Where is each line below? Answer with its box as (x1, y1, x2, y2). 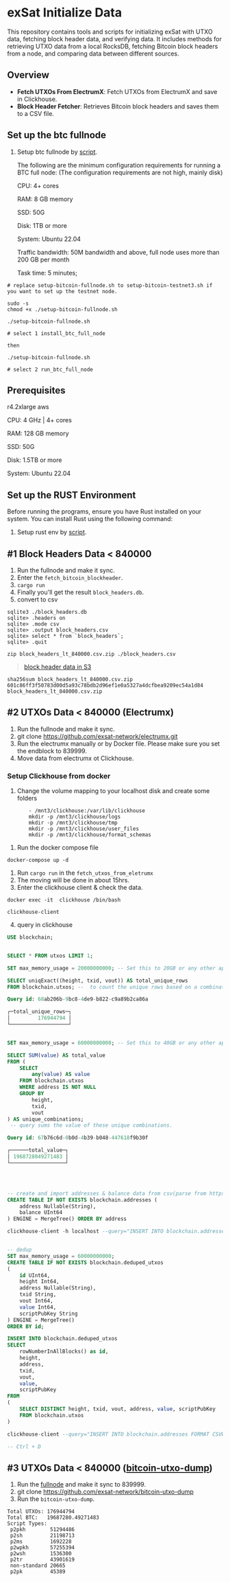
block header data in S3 (23, 663, 92, 671)
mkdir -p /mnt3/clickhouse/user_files (28, 825, 139, 832)
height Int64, (19, 1279, 60, 1285)
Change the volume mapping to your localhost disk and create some (16, 787, 210, 795)
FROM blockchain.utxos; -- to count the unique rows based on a (7, 983, 197, 990)
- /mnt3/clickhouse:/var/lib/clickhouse (28, 807, 146, 814)
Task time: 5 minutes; (16, 268, 77, 277)
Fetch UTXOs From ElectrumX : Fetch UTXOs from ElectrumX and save (16, 87, 218, 95)
